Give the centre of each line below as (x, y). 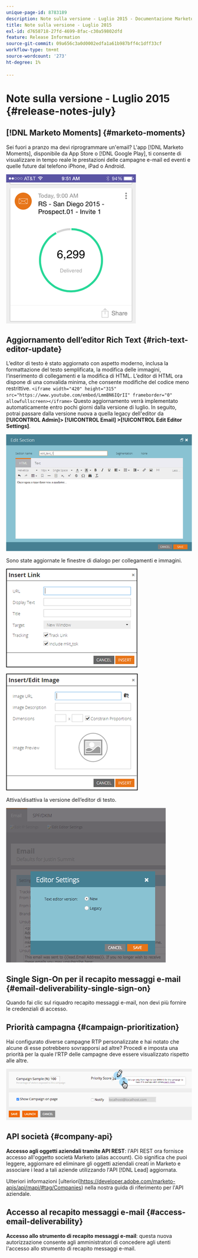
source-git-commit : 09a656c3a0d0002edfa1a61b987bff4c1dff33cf (84, 44)
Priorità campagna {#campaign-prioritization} (93, 1027)
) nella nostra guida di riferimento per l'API (132, 1187)
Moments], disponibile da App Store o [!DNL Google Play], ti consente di (94, 153)
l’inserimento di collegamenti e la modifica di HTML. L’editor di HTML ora (94, 376)
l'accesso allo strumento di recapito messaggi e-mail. (71, 1248)
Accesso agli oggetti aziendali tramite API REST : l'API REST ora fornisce (95, 1151)
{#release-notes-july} (61, 111)
